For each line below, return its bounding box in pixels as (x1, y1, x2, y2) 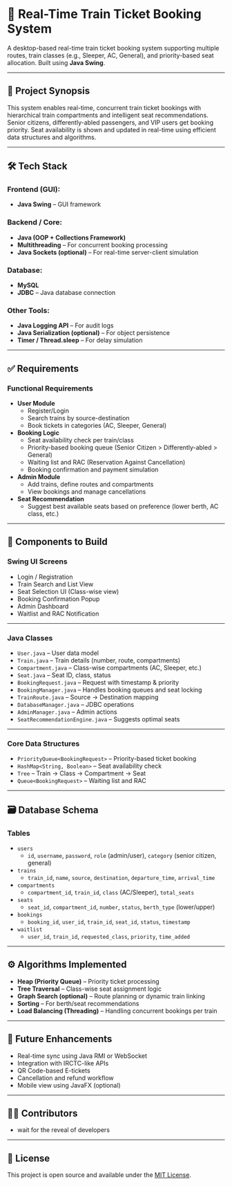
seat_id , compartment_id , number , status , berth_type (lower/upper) (27, 903, 215, 911)
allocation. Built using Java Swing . (7, 58, 106, 66)
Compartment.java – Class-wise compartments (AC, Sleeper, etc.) (17, 664, 202, 672)
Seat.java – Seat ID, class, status (17, 671, 112, 679)
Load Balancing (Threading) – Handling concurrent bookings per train (17, 1007, 217, 1015)
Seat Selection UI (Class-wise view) (17, 587, 119, 595)
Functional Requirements (7, 384, 93, 393)
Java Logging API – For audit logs (17, 321, 114, 330)
